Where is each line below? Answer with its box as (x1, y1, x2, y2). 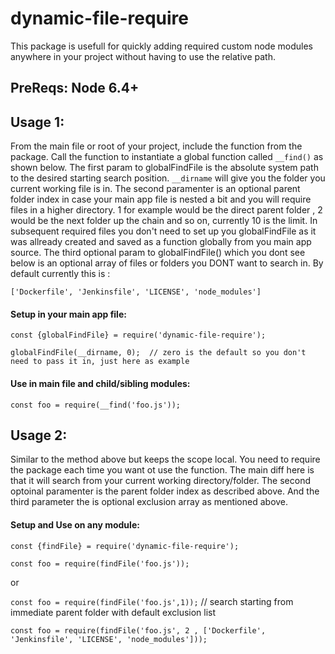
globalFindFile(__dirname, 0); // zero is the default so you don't (10, 348, 307, 358)
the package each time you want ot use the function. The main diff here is (10, 464, 315, 476)
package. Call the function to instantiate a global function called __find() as (10, 151, 324, 163)
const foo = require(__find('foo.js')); (10, 400, 182, 410)
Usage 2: (10, 427, 68, 444)
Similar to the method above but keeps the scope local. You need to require (10, 453, 321, 466)
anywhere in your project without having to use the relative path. (10, 50, 276, 62)
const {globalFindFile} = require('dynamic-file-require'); (10, 330, 267, 341)
